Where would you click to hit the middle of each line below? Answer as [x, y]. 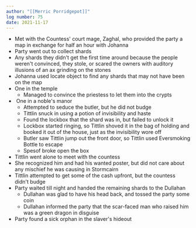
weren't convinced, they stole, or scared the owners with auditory [94, 64]
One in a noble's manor [44, 101]
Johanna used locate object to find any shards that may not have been [99, 76]
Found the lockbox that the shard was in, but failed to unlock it [98, 120]
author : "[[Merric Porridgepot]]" [48, 11]
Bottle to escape [43, 144]
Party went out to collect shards [53, 51]
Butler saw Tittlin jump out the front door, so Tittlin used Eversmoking [107, 139]
